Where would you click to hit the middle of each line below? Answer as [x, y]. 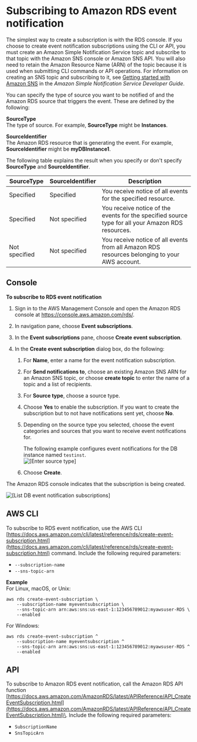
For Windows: [23, 625]
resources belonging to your [141, 254]
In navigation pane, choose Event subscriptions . [74, 326]
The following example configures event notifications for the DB [100, 448]
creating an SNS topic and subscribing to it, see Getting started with [88, 77]
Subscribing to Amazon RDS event [91, 11]
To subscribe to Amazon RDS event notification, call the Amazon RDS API [95, 684]
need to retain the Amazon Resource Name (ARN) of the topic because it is [96, 64]
